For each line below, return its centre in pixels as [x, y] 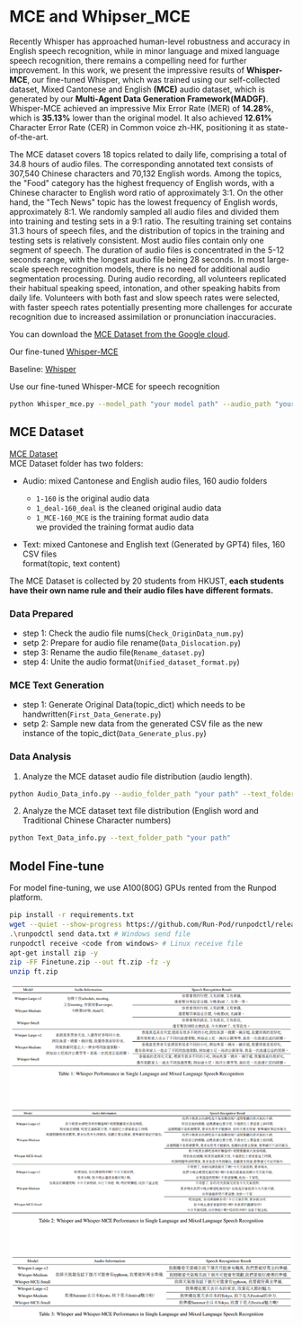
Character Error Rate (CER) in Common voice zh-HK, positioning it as [137, 127]
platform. [26, 897]
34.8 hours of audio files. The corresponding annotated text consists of [142, 164]
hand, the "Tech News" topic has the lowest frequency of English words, [144, 202]
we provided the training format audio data [115, 527]
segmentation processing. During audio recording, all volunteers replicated [148, 278]
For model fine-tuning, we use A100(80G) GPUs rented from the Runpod [143, 888]
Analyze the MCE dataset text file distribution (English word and [140, 811]
